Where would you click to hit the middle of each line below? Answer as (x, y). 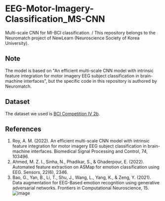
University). (17, 43)
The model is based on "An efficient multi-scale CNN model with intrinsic (80, 70)
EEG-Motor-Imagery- (49, 9)
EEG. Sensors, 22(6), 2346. (40, 172)
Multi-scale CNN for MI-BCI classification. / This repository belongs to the (80, 33)
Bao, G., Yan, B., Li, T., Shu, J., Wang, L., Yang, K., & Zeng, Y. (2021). (82, 177)
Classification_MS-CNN (55, 19)
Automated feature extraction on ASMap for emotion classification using (86, 167)
